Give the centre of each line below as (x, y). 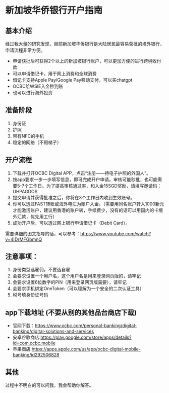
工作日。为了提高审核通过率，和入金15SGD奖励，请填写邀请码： (95, 186)
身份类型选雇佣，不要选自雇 (41, 270)
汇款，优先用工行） (37, 217)
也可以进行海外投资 (33, 93)
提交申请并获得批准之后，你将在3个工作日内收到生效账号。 (74, 197)
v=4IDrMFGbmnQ (24, 239)
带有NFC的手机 (28, 136)
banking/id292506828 (36, 355)
